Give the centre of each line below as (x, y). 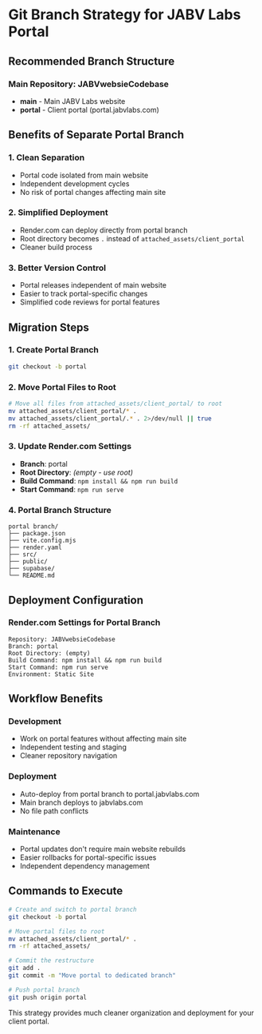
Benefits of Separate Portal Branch (96, 135)
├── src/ (23, 555)
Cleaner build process (56, 247)
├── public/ (28, 562)
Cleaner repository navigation (68, 756)
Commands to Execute (66, 891)
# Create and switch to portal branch (72, 909)
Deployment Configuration (76, 600)
